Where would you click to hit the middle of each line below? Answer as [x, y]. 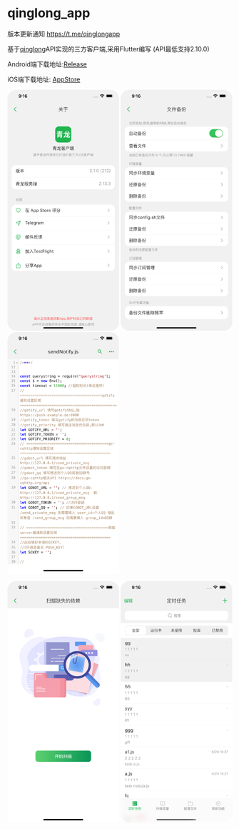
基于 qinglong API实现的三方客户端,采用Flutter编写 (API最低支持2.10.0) [108, 49]
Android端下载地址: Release [47, 64]
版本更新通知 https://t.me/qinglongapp [64, 34]
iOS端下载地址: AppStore [44, 79]
